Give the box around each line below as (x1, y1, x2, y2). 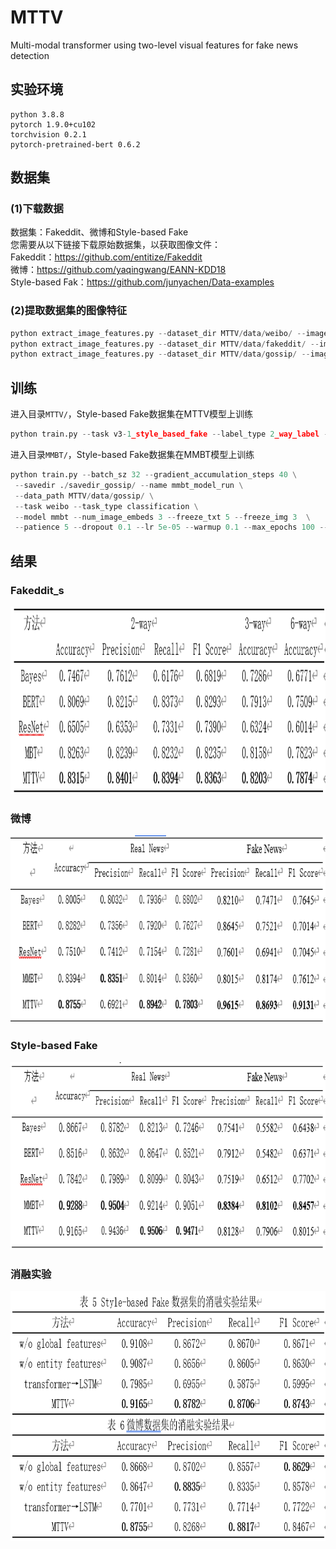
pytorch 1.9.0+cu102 (10, 119, 97, 130)
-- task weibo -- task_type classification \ (14, 501, 199, 511)
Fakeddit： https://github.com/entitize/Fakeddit (10, 251, 203, 263)
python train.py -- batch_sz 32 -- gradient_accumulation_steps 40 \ (10, 470, 298, 480)
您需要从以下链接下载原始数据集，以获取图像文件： (10, 239, 221, 251)
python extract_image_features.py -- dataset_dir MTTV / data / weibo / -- (10, 328, 307, 338)
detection (10, 49, 50, 61)
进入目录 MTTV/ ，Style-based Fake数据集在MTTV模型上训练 (10, 408, 253, 420)
